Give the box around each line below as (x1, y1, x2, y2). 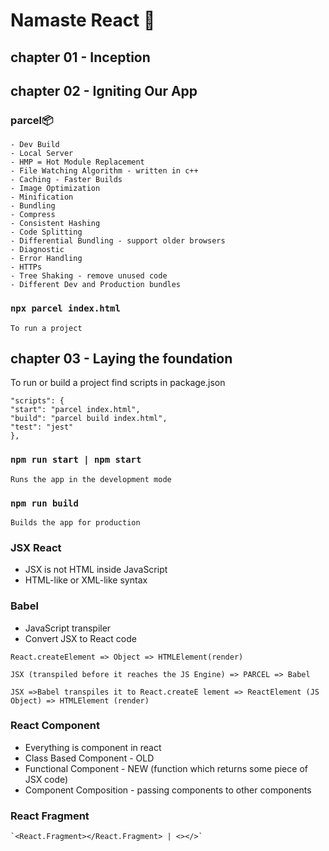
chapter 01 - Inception (10, 49, 151, 66)
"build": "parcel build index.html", (10, 414, 168, 424)
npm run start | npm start (10, 454, 142, 466)
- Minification (10, 192, 74, 203)
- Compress (10, 210, 56, 220)
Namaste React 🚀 (10, 9, 156, 32)
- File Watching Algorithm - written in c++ (10, 166, 199, 176)
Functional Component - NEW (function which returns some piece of (24, 762, 308, 774)
